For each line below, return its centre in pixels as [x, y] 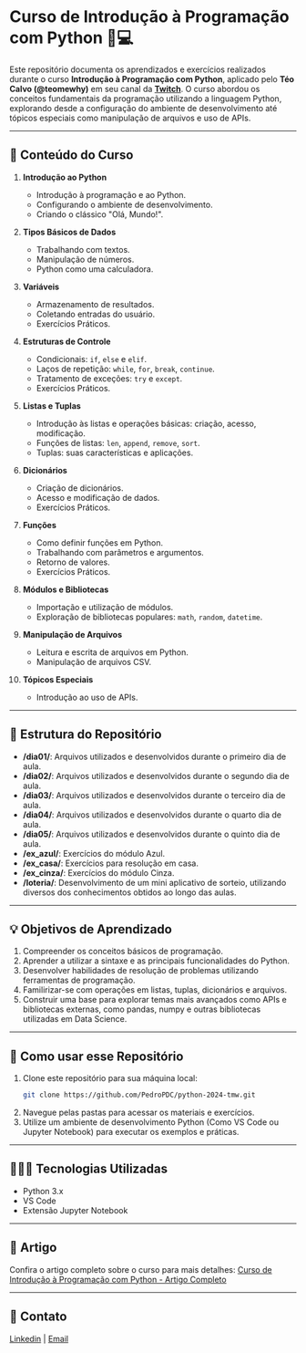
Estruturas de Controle [66, 341]
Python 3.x [43, 1191]
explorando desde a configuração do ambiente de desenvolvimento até [143, 108]
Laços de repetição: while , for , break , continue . [126, 369]
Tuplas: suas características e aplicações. [115, 453]
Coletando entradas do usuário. [96, 314]
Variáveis [41, 286]
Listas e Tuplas [52, 406]
